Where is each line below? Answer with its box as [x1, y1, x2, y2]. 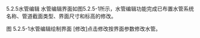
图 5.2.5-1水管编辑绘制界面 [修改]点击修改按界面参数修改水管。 [6, 26, 161, 32]
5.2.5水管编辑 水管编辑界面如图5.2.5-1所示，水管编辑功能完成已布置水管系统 [6, 5, 195, 12]
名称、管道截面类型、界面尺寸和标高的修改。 [6, 12, 117, 20]
